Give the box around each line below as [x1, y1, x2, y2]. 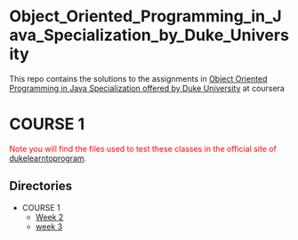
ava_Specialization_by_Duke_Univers [9, 25, 289, 45]
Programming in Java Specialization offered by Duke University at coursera [9, 83, 285, 93]
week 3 [35, 220, 63, 232]
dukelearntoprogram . [9, 153, 87, 164]
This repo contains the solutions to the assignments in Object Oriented [9, 73, 268, 84]
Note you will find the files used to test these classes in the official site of [9, 143, 278, 154]
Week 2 [35, 212, 64, 222]
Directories [9, 179, 73, 194]
